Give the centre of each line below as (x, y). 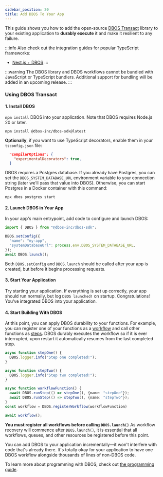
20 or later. (16, 122)
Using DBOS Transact (31, 94)
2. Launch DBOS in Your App (34, 208)
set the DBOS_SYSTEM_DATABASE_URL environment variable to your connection (80, 178)
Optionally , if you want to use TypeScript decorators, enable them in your (79, 140)
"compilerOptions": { (31, 154)
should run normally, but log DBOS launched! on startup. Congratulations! (78, 296)
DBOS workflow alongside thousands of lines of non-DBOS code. (71, 455)
